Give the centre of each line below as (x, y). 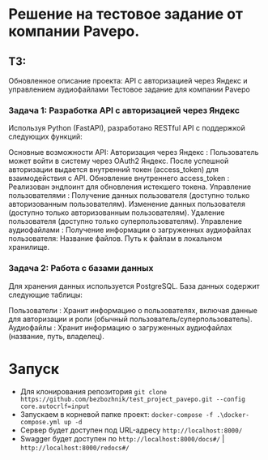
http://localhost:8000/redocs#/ (74, 448)
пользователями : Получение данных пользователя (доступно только (129, 196)
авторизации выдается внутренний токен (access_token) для (113, 170)
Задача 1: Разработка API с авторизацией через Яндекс (124, 110)
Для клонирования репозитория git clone (94, 391)
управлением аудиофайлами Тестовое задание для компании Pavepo (130, 89)
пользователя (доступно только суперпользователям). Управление (125, 221)
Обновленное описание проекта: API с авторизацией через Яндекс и (128, 81)
